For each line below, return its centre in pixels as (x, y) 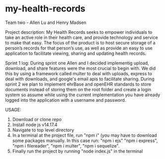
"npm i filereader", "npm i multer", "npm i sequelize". (66, 146)
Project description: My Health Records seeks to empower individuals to (79, 32)
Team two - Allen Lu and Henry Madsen (46, 22)
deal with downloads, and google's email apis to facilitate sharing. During (80, 79)
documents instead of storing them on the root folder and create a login (78, 89)
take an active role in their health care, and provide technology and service (82, 37)
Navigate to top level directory (43, 130)
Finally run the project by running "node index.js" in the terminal (78, 151)
